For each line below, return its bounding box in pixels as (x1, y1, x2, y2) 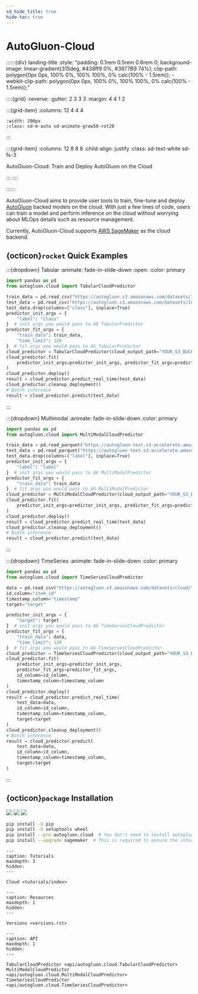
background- (160, 59, 192, 66)
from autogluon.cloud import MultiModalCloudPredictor (6, 432, 144, 437)
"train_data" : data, (16, 634, 67, 640)
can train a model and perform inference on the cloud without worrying (6, 210, 179, 217)
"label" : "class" (16, 316, 60, 322)
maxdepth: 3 (6, 858, 35, 864)
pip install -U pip (6, 821, 54, 827)
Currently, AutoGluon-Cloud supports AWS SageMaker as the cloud (6, 228, 171, 235)
